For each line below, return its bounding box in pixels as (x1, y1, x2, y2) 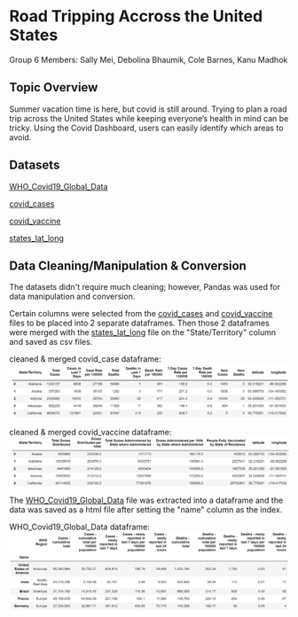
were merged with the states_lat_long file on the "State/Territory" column (9, 327, 277, 338)
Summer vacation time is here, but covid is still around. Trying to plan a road (9, 104, 287, 114)
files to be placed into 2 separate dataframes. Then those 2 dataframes (9, 317, 271, 329)
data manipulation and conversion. (9, 291, 136, 302)
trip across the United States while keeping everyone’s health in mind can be (9, 113, 289, 123)
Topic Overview (9, 80, 98, 95)
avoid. (9, 131, 32, 143)
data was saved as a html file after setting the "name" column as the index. (9, 504, 283, 515)
